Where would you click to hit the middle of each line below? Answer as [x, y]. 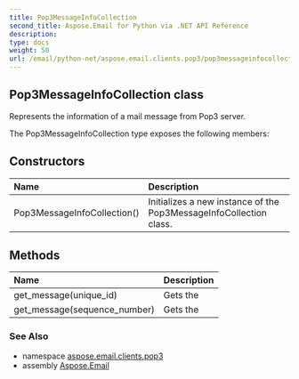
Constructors [47, 161]
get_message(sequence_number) [85, 310]
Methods [35, 256]
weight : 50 [29, 51]
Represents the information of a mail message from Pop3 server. [128, 116]
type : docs [29, 42]
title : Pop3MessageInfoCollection [73, 17]
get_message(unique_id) [65, 295]
